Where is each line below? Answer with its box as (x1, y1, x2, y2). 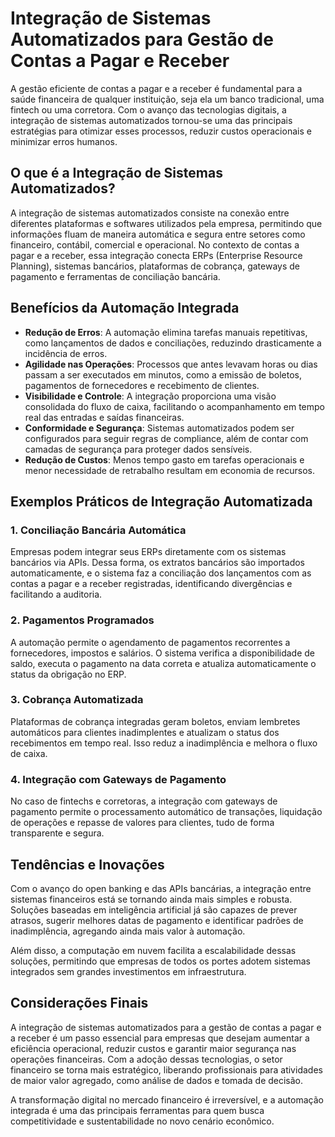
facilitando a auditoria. (10, 588, 103, 601)
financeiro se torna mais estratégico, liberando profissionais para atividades (10, 1063, 323, 1076)
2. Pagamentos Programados (10, 613, 155, 627)
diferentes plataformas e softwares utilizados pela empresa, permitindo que (10, 217, 323, 229)
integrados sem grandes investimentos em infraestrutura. (10, 965, 247, 977)
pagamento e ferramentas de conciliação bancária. (10, 270, 221, 282)
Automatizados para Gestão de (10, 28, 274, 51)
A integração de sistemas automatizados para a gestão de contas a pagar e (10, 1021, 322, 1033)
